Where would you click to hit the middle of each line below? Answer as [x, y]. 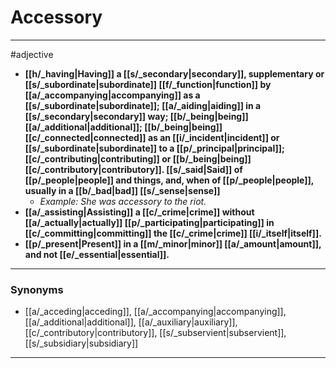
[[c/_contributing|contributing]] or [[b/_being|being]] [138, 158]
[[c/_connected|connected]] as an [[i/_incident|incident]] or [152, 137]
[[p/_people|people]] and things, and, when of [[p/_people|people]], [169, 180]
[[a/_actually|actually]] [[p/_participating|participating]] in [149, 222]
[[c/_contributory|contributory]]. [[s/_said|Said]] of [133, 169]
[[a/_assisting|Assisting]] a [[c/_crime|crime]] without [139, 212]
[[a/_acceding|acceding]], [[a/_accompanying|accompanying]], [155, 312]
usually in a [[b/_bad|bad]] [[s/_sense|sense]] [122, 190]
